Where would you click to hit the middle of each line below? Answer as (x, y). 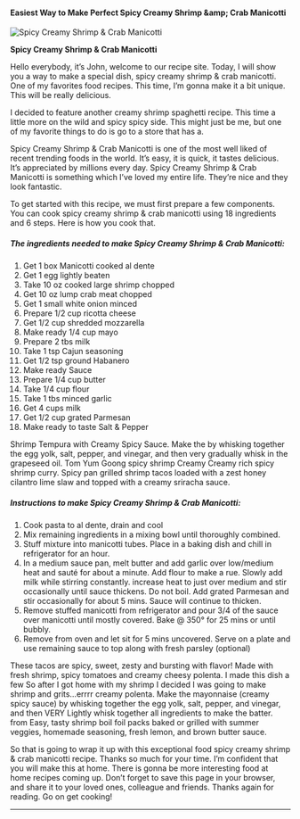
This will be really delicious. (61, 95)
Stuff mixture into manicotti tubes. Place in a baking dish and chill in (147, 544)
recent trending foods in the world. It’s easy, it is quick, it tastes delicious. (145, 158)
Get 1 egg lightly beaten (66, 276)
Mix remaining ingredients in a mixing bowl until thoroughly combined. (152, 534)
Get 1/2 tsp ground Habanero (76, 360)
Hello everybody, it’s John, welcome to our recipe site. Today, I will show (143, 67)
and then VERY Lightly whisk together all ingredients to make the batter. (142, 713)
